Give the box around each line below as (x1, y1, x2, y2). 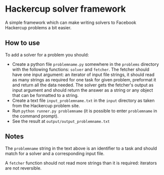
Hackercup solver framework (5, 3, 126, 15)
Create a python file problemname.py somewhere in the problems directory (12, 61, 159, 67)
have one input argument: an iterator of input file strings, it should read (12, 72, 155, 78)
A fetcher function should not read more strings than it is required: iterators (5, 160, 157, 166)
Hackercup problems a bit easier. (5, 24, 72, 30)
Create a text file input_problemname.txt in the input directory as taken (12, 97, 155, 103)
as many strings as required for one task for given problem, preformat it (12, 77, 156, 82)
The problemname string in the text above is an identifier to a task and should (5, 145, 157, 151)
